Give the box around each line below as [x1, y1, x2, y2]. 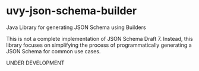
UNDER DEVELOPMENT [6, 59, 65, 66]
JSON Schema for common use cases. [6, 47, 101, 54]
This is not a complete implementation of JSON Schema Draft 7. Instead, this [6, 35, 193, 42]
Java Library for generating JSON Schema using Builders [6, 24, 147, 31]
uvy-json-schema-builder [6, 4, 137, 18]
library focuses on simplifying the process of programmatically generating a [6, 41, 192, 49]
